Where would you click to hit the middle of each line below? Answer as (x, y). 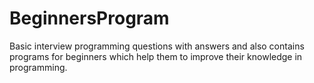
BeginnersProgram (89, 18)
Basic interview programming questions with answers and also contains (157, 46)
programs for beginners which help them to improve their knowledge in (156, 56)
